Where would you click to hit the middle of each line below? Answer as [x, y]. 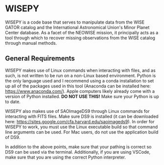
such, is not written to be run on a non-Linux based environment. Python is [81, 75]
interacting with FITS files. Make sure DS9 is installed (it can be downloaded [82, 116]
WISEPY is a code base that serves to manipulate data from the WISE [75, 22]
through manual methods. [31, 43]
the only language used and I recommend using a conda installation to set [80, 81]
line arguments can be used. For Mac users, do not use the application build [82, 132]
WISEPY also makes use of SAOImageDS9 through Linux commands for [77, 111]
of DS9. [13, 137]
